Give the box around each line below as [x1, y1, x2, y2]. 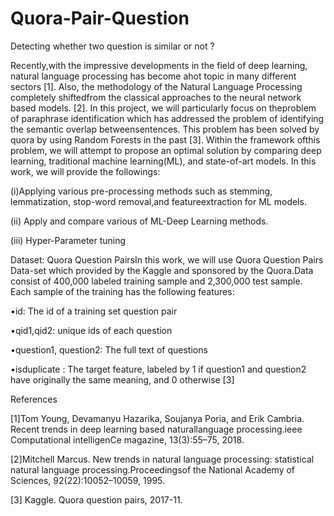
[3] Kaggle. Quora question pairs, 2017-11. [10, 493, 183, 506]
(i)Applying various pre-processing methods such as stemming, [10, 185, 273, 197]
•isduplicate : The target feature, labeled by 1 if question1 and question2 [10, 363, 307, 375]
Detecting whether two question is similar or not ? [10, 40, 215, 52]
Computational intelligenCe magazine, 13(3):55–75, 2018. [10, 433, 245, 446]
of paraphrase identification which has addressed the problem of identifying [10, 112, 325, 124]
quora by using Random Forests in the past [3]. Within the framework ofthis [10, 133, 321, 146]
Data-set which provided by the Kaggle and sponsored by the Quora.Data [10, 264, 314, 276]
